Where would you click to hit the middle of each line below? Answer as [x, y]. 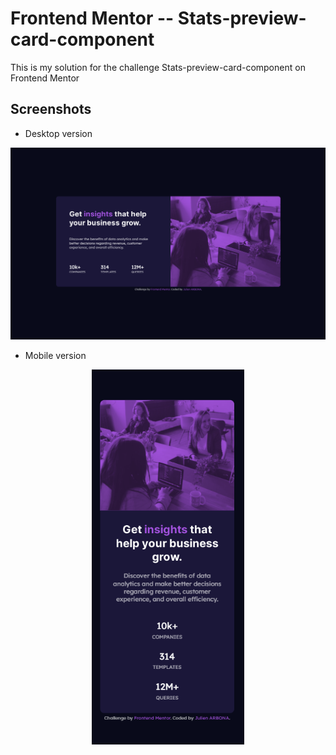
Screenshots [51, 109]
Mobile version [55, 356]
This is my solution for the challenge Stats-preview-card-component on [158, 67]
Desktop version [58, 133]
